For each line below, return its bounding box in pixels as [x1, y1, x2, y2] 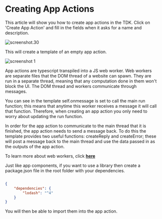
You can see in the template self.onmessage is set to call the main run [5, 98, 145, 103]
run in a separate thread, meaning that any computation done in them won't [5, 78, 157, 84]
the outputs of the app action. [5, 143, 65, 149]
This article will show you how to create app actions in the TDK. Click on [5, 20, 150, 25]
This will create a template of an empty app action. [5, 49, 107, 55]
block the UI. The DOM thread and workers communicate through [5, 83, 137, 89]
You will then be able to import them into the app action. [5, 208, 118, 214]
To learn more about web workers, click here [5, 153, 96, 159]
